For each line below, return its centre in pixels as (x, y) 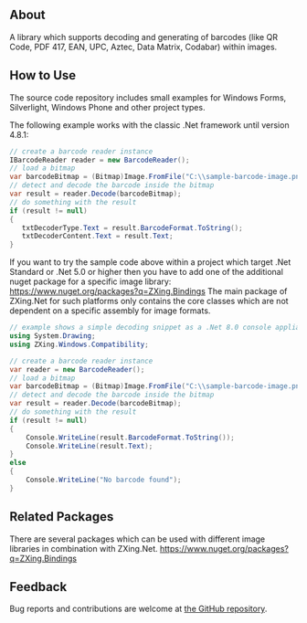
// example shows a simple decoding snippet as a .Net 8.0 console (141, 328)
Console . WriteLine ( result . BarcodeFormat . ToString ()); (130, 438)
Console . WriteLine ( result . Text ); (90, 446)
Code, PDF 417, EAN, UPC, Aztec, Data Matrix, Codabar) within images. (143, 47)
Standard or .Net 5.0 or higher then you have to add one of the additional (146, 272)
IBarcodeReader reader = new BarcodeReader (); (100, 160)
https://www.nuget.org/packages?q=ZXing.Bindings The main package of (148, 291)
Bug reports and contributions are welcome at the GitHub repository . (138, 609)
